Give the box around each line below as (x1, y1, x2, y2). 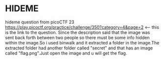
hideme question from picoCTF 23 (5, 19, 74, 25)
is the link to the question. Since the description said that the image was (5, 29, 150, 35)
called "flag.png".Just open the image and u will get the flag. (5, 50, 127, 56)
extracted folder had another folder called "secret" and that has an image (5, 45, 153, 51)
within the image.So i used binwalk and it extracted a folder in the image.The (5, 40, 160, 45)
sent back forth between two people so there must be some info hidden (5, 35, 150, 41)
